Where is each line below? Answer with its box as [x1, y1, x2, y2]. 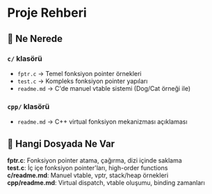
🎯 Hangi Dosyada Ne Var [7, 137, 115, 149]
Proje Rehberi [7, 5, 87, 21]
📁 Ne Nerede [7, 33, 63, 45]
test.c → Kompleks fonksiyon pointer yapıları [17, 77, 148, 85]
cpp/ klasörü [7, 101, 50, 111]
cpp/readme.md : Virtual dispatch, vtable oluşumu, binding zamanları [7, 178, 205, 186]
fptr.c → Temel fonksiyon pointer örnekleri [17, 69, 142, 77]
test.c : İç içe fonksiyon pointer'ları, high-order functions [7, 163, 168, 172]
